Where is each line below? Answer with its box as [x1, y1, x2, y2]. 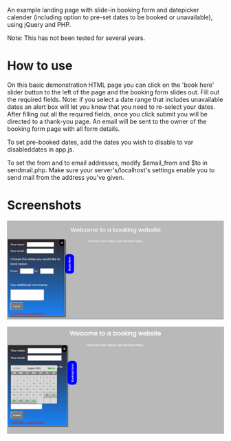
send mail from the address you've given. [7, 173, 125, 181]
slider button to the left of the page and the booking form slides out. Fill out [7, 88, 220, 96]
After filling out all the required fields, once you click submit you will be [7, 110, 208, 118]
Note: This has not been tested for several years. [7, 34, 146, 42]
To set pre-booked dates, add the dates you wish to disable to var [7, 138, 194, 146]
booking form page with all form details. [7, 124, 120, 133]
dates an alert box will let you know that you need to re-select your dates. [7, 103, 215, 111]
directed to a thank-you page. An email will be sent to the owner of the [7, 117, 207, 125]
